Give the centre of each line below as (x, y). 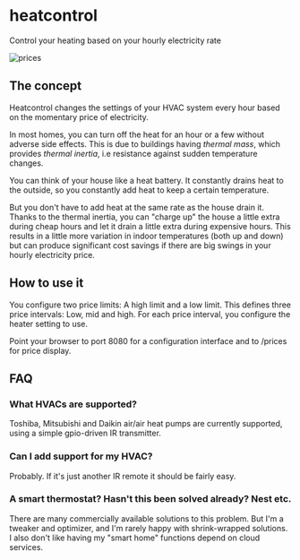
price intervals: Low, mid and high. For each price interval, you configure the (150, 314)
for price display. (40, 350)
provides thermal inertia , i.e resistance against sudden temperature (133, 153)
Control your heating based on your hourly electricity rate (116, 40)
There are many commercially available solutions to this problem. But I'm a (146, 518)
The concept (46, 86)
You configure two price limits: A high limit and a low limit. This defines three (150, 305)
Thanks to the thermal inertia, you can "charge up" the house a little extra (145, 217)
